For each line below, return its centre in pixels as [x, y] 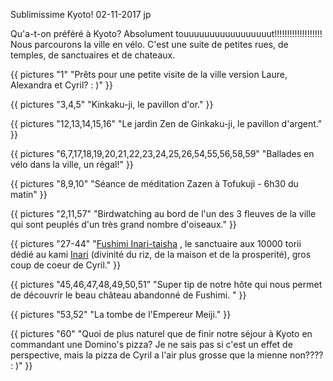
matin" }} [29, 194]
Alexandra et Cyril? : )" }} [61, 85]
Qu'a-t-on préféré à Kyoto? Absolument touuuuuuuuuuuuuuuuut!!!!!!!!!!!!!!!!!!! [166, 33]
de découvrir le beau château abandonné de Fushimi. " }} [128, 295]
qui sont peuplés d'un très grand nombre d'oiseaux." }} [123, 224]
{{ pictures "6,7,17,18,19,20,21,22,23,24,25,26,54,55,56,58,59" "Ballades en [162, 153]
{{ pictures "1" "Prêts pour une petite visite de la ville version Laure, [149, 74]
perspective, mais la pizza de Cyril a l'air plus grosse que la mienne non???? [167, 355]
